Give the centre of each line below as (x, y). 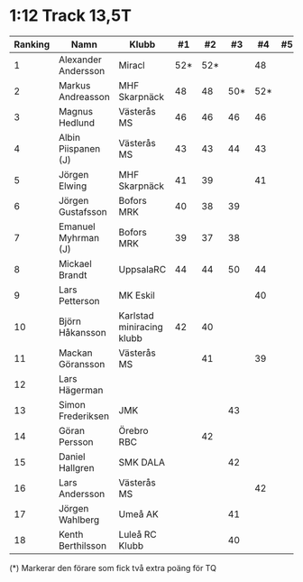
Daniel (72, 457)
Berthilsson (82, 545)
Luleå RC (138, 534)
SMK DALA (142, 462)
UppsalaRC (142, 269)
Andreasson (84, 97)
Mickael (75, 263)
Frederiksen (84, 416)
